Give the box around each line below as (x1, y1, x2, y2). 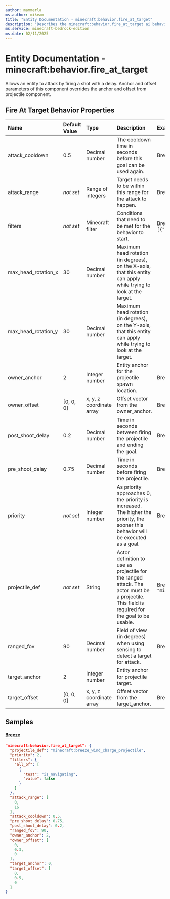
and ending (116, 441, 144, 448)
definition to (116, 555, 145, 562)
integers (86, 191, 106, 199)
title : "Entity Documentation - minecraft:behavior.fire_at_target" (5, 17, 153, 22)
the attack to (116, 195, 147, 202)
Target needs (116, 176, 148, 183)
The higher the (116, 508, 152, 516)
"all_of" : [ (14, 762, 39, 767)
